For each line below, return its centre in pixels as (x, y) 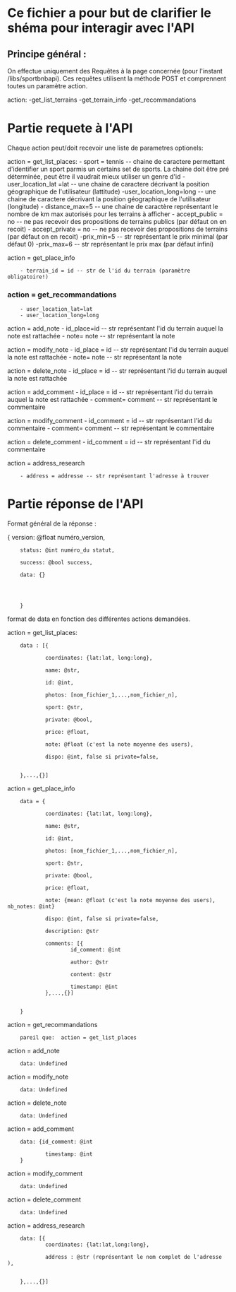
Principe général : (47, 54)
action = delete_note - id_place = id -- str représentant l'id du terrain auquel (117, 371)
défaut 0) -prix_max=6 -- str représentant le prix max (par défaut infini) (111, 244)
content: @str (91, 975)
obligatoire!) (28, 277)
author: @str (89, 962)
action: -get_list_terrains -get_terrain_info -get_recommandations (102, 100)
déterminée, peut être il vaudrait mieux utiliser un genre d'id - (96, 176)
